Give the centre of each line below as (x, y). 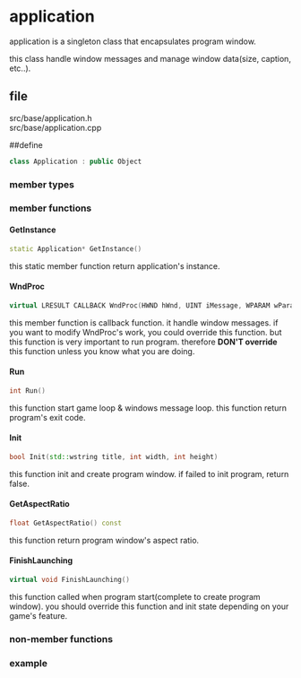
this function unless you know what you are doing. (102, 351)
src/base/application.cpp (56, 127)
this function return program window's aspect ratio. (104, 540)
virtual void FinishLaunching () (69, 580)
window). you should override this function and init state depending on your (149, 606)
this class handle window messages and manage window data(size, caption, (150, 58)
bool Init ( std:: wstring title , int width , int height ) (114, 456)
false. (19, 483)
